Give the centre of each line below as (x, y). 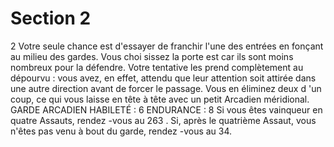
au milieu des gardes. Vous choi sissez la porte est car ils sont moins (152, 56)
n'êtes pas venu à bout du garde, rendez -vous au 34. (121, 131)
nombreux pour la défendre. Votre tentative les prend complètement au (157, 67)
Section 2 (51, 18)
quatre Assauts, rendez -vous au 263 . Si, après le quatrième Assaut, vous (163, 120)
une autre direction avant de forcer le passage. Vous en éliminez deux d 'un (166, 88)
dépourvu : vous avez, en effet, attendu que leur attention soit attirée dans (163, 78)
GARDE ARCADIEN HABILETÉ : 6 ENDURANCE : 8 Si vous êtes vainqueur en (166, 109)
